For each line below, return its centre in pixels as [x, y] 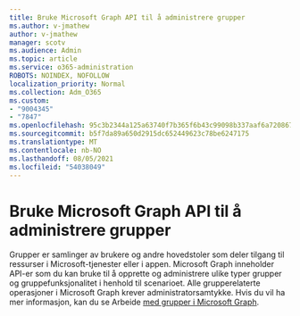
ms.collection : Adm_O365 [55, 92]
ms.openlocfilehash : [48, 126]
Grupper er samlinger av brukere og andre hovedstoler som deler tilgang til [147, 254]
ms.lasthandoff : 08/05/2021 [62, 158]
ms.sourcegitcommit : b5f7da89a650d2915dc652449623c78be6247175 [129, 134]
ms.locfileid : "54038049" [57, 167]
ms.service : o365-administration [71, 68]
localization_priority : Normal [67, 84]
